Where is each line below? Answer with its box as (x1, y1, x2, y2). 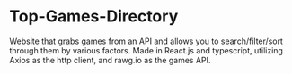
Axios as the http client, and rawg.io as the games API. (9, 54, 211, 65)
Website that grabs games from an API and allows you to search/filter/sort (9, 36, 283, 46)
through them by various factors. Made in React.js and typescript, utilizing (9, 45, 283, 55)
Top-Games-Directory (9, 6, 179, 27)
